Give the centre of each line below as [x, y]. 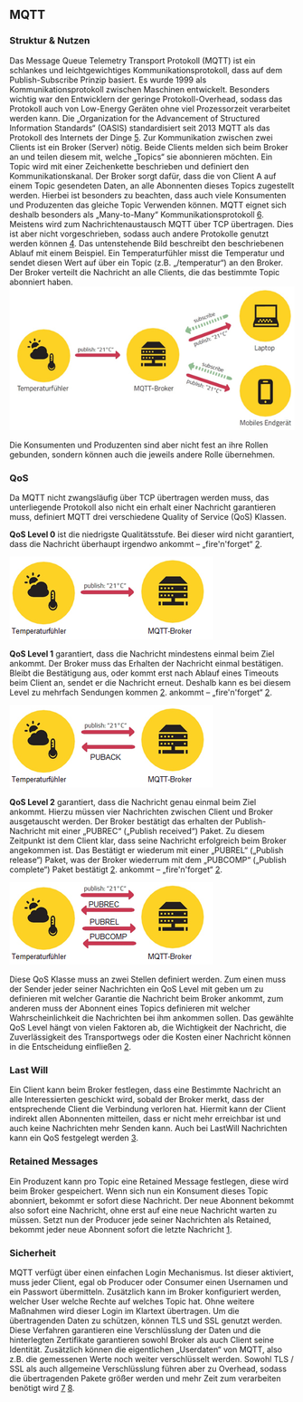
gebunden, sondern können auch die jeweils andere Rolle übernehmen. [142, 454]
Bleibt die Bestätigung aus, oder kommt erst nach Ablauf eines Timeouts [144, 673]
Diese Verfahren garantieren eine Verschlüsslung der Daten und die [135, 1330]
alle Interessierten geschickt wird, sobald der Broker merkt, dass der [137, 1100]
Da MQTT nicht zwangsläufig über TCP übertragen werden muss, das [139, 498]
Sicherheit [33, 1253]
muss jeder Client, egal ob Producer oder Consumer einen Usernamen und [149, 1282]
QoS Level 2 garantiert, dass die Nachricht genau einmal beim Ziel [133, 802]
